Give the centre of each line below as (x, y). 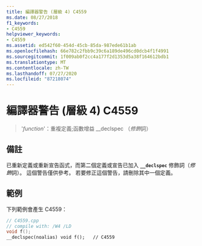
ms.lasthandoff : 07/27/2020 (42, 74)
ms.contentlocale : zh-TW (37, 68)
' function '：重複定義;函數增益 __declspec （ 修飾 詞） (86, 129)
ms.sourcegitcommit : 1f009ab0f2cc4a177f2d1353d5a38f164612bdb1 (88, 57)
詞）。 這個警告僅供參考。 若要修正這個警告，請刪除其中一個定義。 (94, 172)
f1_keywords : (23, 23)
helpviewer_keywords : (34, 34)
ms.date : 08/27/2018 (32, 17)
